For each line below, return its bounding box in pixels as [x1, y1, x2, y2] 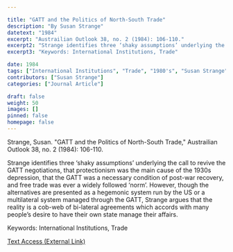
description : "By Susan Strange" [7, 22, 104, 30]
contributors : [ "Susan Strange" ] [7, 74, 104, 81]
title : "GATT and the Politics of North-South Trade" [7, 16, 166, 23]
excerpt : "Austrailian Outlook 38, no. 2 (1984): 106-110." [7, 35, 185, 42]
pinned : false [7, 112, 49, 119]
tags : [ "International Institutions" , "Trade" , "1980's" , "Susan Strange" [7, 67, 228, 74]
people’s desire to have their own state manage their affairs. [7, 210, 178, 219]
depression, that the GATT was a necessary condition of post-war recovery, [7, 173, 224, 181]
